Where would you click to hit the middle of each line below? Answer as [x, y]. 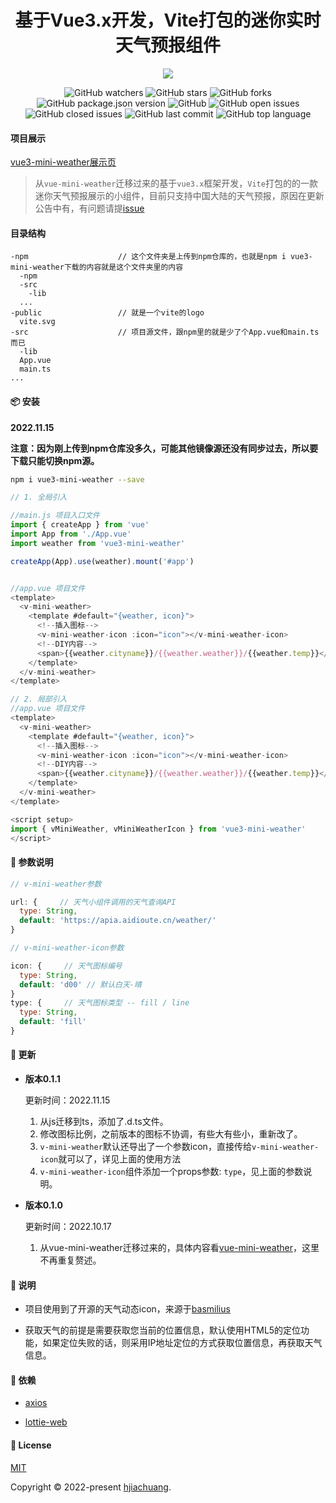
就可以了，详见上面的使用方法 [120, 1159]
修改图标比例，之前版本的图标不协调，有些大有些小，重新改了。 [171, 1134]
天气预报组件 [167, 45]
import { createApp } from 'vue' [80, 525]
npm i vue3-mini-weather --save [77, 479]
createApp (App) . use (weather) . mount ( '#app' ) [102, 561]
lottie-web [46, 1422]
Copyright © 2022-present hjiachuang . [91, 1487]
